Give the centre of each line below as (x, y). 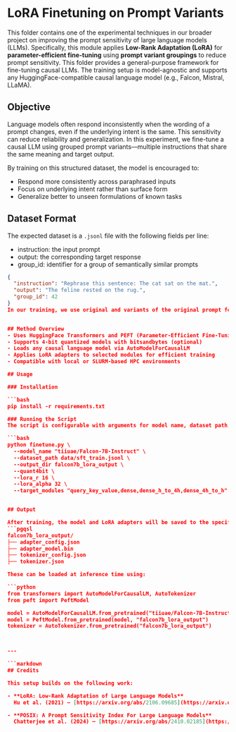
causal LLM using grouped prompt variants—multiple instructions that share (117, 147)
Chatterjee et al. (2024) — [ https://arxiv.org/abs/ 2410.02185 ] (110, 722)
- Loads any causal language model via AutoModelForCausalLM (99, 348)
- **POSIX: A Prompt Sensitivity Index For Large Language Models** (110, 715)
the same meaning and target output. (61, 154)
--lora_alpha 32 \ (41, 484)
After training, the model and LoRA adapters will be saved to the (108, 523)
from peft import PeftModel (48, 600)
